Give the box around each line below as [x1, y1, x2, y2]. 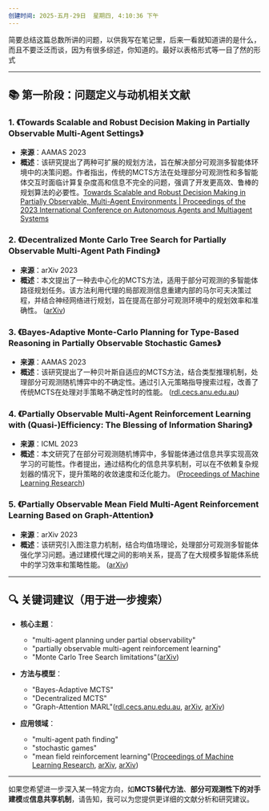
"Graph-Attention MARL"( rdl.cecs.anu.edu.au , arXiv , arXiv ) [31, 702, 226, 711]
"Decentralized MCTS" [31, 694, 107, 703]
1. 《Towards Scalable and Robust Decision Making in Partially [8, 116, 251, 128]
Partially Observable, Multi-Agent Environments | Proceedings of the [19, 197, 247, 206]
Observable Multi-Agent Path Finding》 [8, 246, 160, 257]
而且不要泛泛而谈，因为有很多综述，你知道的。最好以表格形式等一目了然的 [8, 45, 254, 55]
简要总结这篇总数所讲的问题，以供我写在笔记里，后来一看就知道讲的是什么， [8, 35, 261, 44]
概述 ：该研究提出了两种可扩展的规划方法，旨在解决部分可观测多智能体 [19, 157, 252, 167]
